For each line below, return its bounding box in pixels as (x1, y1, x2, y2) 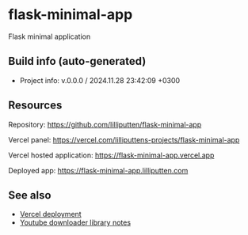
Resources (8, 99, 63, 112)
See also (8, 188, 52, 202)
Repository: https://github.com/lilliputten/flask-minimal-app (8, 119, 202, 129)
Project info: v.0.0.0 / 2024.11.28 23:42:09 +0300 (19, 75, 181, 85)
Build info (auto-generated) (8, 55, 147, 68)
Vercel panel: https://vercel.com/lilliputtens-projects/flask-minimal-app (8, 135, 240, 144)
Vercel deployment (19, 210, 82, 219)
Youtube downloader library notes (19, 218, 132, 227)
